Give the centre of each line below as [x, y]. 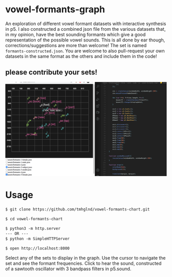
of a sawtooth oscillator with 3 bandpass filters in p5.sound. [68, 269]
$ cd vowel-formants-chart [34, 219]
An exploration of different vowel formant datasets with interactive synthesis [86, 24]
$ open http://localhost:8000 [38, 248]
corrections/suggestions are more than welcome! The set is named [76, 45]
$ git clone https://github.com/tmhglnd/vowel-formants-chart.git [78, 209]
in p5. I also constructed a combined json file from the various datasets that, [85, 29]
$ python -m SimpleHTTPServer [38, 239]
